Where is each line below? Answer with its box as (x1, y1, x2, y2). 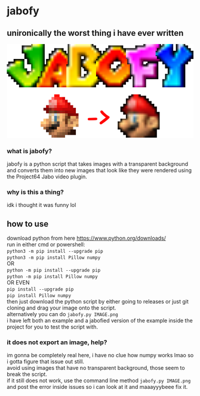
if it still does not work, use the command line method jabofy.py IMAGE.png (7, 377, 191, 384)
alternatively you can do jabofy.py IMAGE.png (7, 311, 119, 318)
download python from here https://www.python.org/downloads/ (7, 234, 167, 242)
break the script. (7, 371, 47, 378)
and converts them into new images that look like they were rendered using (7, 167, 192, 174)
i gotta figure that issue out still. (7, 358, 85, 365)
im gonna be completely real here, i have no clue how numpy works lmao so (7, 352, 194, 359)
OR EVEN (7, 279, 30, 286)
